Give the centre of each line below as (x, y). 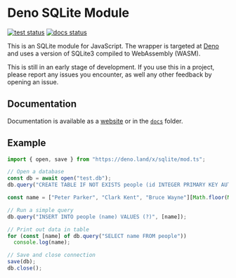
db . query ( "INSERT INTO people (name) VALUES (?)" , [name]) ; (97, 217)
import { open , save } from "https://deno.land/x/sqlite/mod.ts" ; (106, 159)
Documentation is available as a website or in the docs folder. (96, 121)
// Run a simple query (40, 210)
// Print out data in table (48, 230)
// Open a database (36, 172)
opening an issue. (33, 81)
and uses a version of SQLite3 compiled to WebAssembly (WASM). (104, 53)
